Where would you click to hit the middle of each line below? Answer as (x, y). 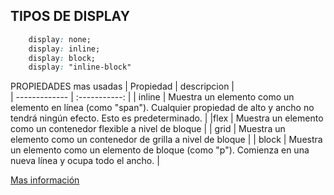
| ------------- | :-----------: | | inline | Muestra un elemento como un (152, 97)
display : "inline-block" (80, 67)
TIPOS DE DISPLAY (70, 16)
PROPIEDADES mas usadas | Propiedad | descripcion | (122, 86)
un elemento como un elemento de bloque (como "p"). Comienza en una (160, 150)
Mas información (45, 180)
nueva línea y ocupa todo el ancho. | (85, 161)
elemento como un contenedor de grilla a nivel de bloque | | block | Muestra (166, 140)
